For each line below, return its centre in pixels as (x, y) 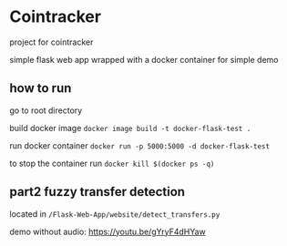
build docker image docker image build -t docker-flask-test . (130, 128)
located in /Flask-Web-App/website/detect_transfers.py (115, 214)
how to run (41, 88)
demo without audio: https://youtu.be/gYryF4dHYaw (108, 231)
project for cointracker (51, 42)
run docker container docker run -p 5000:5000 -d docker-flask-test (140, 145)
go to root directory (46, 110)
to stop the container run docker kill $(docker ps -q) (112, 163)
